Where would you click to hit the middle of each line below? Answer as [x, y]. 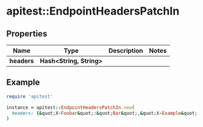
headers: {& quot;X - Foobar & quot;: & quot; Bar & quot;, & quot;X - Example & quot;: [106, 113]
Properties [27, 34]
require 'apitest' [30, 96]
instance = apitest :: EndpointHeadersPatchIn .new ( [71, 108]
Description [126, 51]
